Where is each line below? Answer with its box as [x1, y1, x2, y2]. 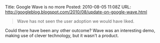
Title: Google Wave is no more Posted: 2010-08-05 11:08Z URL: [5, 4, 131, 10]
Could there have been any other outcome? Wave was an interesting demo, [5, 28, 156, 33]
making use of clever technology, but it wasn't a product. [5, 33, 119, 38]
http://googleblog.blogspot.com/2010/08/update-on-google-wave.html [5, 9, 147, 15]
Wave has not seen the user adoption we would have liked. [16, 19, 135, 24]
